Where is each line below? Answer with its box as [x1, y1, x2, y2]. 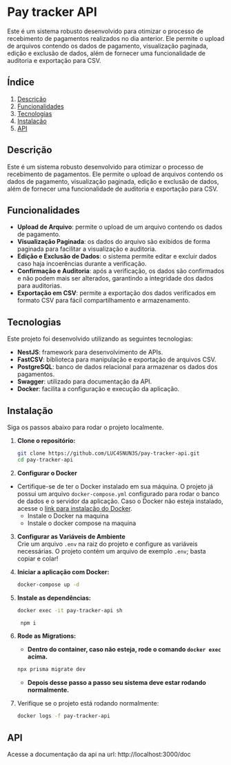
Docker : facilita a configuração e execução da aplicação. [17, 385, 180, 393]
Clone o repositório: [17, 437, 76, 444]
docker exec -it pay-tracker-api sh [17, 607, 123, 614]
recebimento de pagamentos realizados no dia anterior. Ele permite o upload [7, 34, 225, 42]
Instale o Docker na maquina [27, 511, 109, 520]
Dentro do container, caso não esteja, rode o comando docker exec [27, 645, 222, 654]
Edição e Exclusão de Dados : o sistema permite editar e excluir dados [17, 252, 217, 261]
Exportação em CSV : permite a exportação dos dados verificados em [17, 289, 216, 297]
